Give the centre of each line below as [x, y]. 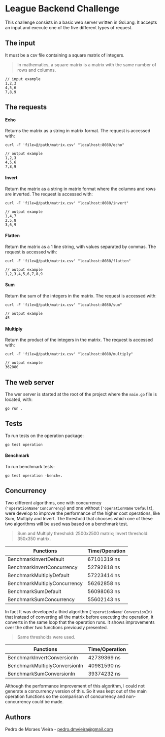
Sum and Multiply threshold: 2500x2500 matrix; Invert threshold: [83, 533]
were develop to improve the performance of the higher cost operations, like [82, 513]
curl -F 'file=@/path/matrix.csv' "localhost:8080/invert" [67, 203]
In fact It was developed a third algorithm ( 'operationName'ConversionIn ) [79, 611]
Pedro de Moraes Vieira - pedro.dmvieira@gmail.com [59, 729]
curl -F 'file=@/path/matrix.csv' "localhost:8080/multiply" [69, 354]
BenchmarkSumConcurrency [41, 599]
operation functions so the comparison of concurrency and [65, 696]
